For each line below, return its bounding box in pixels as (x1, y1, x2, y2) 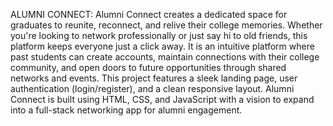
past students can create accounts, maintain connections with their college (10, 51, 320, 63)
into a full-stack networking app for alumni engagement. (10, 104, 243, 116)
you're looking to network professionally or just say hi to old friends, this (10, 30, 308, 41)
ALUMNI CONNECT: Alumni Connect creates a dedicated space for (10, 9, 288, 20)
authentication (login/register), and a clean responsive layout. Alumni (10, 83, 295, 94)
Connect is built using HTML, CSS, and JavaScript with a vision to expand (10, 94, 315, 105)
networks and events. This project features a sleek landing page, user (10, 72, 298, 84)
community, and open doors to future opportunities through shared (10, 62, 287, 73)
